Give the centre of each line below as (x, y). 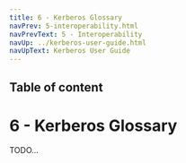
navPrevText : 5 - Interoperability (76, 34)
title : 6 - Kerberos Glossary (66, 17)
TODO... (24, 150)
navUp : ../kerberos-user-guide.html (78, 43)
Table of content (56, 87)
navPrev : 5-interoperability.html (74, 26)
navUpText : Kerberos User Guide (70, 51)
